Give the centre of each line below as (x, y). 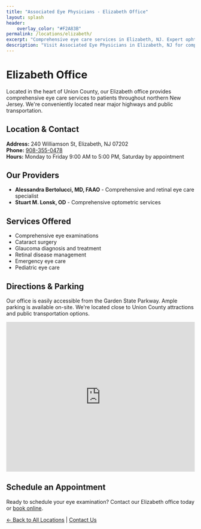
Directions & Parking (45, 286)
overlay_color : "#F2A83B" (49, 28)
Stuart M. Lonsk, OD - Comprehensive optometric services (88, 202)
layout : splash (25, 17)
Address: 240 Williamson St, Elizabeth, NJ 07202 (67, 144)
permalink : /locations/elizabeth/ (49, 34)
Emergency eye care (40, 261)
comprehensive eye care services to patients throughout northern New (94, 98)
